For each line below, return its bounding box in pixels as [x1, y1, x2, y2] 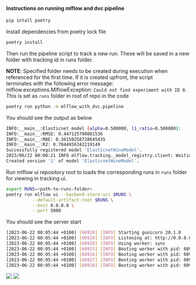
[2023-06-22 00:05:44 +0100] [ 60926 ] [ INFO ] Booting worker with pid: [6, 251, 181, 257]
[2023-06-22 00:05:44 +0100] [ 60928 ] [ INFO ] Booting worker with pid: [6, 262, 181, 268]
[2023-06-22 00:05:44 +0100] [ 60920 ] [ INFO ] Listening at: [6, 235, 153, 241]
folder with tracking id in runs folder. [6, 56, 93, 63]
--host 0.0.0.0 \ [32, 202, 75, 208]
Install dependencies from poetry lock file [6, 28, 106, 35]
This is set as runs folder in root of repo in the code [6, 92, 129, 99]
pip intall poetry [6, 18, 51, 23]
